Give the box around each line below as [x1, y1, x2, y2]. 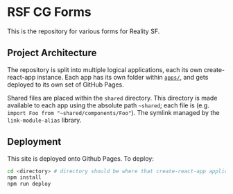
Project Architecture [7, 47, 97, 59]
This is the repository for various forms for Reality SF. [7, 27, 160, 35]
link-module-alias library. [7, 116, 82, 124]
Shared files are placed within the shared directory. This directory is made [7, 94, 218, 102]
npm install [7, 174, 42, 181]
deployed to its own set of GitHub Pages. [7, 80, 124, 89]
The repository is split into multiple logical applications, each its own [7, 65, 202, 73]
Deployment [7, 136, 62, 148]
